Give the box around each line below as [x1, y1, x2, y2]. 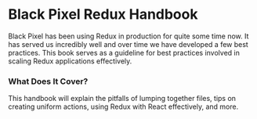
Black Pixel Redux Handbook [8, 5, 198, 23]
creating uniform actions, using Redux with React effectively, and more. [8, 102, 239, 111]
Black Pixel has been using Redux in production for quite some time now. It [8, 31, 249, 41]
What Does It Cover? [8, 76, 89, 87]
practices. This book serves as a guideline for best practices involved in [8, 48, 241, 57]
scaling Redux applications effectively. [8, 56, 132, 66]
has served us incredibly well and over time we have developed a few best [8, 39, 248, 49]
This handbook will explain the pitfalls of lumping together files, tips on [8, 94, 237, 103]
